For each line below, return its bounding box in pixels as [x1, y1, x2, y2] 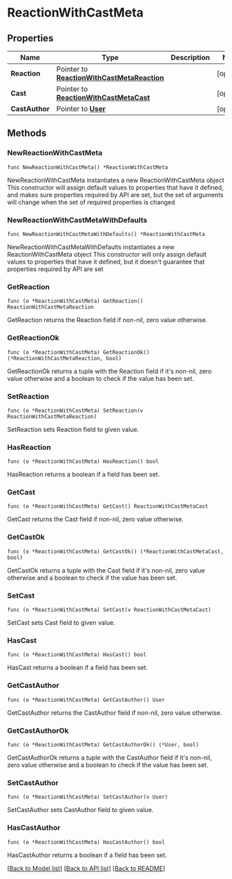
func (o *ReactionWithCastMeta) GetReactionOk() [7, 348, 150, 356]
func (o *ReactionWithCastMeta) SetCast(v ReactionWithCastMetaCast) [7, 606, 212, 613]
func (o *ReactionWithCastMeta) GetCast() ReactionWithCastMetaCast [7, 503, 209, 510]
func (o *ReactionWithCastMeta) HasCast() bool [7, 651, 147, 658]
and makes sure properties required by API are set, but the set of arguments [7, 190, 224, 199]
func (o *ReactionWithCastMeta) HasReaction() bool [7, 458, 159, 465]
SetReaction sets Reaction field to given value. [7, 425, 139, 433]
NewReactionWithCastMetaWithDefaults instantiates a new [7, 243, 175, 251]
